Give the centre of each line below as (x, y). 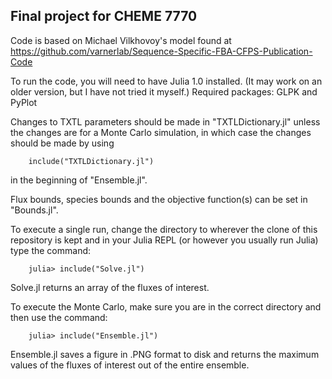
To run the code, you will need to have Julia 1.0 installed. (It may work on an (166, 81)
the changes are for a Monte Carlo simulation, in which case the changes (161, 132)
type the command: (51, 250)
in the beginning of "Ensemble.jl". (79, 180)
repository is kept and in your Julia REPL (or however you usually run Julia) (164, 240)
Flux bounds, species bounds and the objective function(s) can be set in (159, 199)
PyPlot (24, 102)
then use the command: (59, 317)
